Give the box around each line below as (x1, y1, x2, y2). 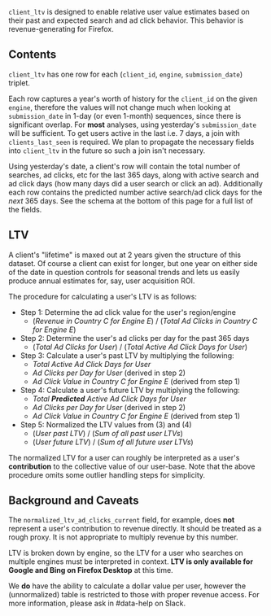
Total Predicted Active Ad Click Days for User (32, 394, 187, 404)
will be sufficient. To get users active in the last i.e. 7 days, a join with (8, 128, 240, 138)
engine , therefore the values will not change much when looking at (8, 102, 231, 112)
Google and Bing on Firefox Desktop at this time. (8, 566, 173, 575)
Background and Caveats (8, 494, 139, 508)
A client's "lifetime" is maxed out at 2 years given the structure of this (8, 250, 242, 260)
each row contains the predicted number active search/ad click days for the (8, 187, 263, 197)
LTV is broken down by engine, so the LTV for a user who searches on (8, 548, 244, 558)
